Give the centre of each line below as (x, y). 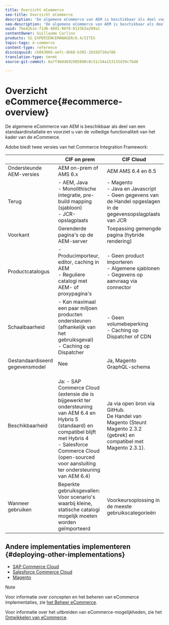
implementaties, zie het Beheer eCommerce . (51, 602)
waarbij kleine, (75, 503)
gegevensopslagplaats (134, 214)
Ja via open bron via (131, 404)
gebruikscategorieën (131, 513)
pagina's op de (76, 235)
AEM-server (73, 242)
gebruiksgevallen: (79, 491)
